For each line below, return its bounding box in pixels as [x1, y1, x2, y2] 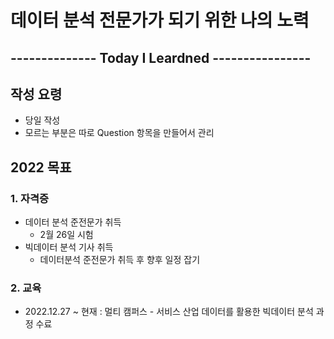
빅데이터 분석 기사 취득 [24, 241, 114, 253]
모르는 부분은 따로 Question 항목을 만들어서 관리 [24, 127, 215, 139]
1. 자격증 [10, 191, 50, 205]
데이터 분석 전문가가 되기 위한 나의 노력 [10, 9, 310, 32]
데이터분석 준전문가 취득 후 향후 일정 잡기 [39, 254, 201, 266]
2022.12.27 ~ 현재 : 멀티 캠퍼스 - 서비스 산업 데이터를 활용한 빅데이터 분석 [24, 306, 314, 318]
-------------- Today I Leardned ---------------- [10, 49, 312, 66]
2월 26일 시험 [39, 229, 94, 241]
